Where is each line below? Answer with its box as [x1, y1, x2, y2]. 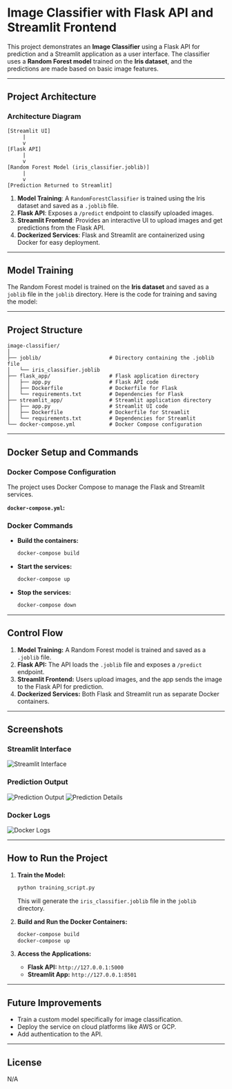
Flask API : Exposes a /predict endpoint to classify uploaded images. [17, 209, 214, 217]
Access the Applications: [17, 949, 92, 958]
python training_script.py [17, 884, 95, 891]
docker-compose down [17, 602, 77, 608]
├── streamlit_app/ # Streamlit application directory [7, 397, 212, 404]
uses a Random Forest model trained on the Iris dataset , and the [7, 57, 193, 65]
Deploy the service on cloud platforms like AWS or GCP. [17, 1023, 177, 1031]
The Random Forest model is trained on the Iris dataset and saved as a [7, 283, 209, 291]
